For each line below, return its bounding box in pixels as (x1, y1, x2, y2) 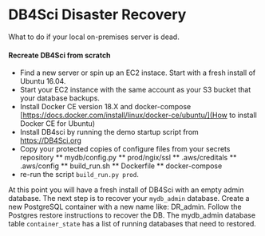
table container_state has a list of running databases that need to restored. (8, 219, 257, 229)
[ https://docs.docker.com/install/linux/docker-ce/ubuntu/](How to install (19, 110, 257, 120)
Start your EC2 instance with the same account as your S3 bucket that (19, 85, 251, 95)
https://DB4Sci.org (19, 136, 82, 145)
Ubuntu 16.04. (19, 77, 66, 86)
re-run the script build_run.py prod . (19, 170, 140, 179)
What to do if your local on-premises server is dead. (8, 32, 180, 41)
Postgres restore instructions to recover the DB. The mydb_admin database (8, 210, 256, 220)
